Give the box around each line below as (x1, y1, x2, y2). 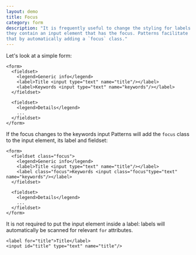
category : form (6, 19, 44, 25)
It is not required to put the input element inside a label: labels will (6, 220, 165, 227)
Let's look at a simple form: (6, 52, 72, 59)
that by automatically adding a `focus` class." (6, 36, 128, 42)
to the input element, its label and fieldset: (6, 137, 108, 144)
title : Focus (6, 14, 38, 20)
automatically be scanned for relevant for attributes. (6, 227, 134, 233)
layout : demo (6, 8, 38, 15)
